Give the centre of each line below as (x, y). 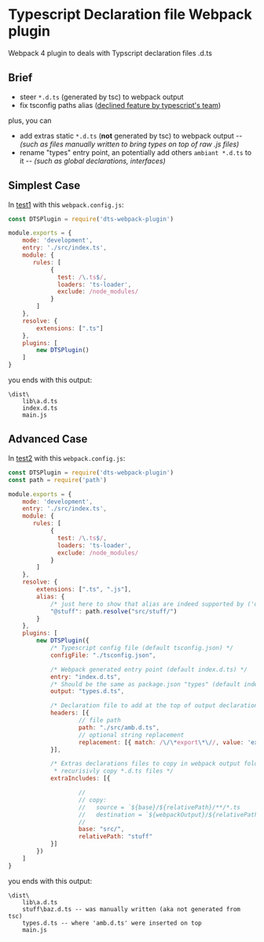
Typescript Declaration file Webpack (130, 15)
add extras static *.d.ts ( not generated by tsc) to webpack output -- (131, 135)
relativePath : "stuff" (115, 836)
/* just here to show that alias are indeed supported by (147, 604)
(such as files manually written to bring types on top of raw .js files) (129, 144)
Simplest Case (44, 185)
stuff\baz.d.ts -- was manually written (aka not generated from (132, 909)
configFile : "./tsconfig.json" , (103, 655)
